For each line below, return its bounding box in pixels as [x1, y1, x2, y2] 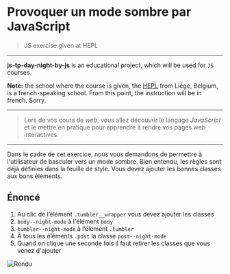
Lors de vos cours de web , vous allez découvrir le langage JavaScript [23, 116, 221, 124]
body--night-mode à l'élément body [16, 217, 114, 225]
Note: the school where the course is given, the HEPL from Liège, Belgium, [7, 82, 218, 90]
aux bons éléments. [7, 172, 63, 180]
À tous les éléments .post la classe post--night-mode [16, 232, 167, 240]
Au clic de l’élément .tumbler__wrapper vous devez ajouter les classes [16, 210, 214, 218]
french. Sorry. [7, 96, 47, 104]
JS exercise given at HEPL [23, 41, 98, 49]
